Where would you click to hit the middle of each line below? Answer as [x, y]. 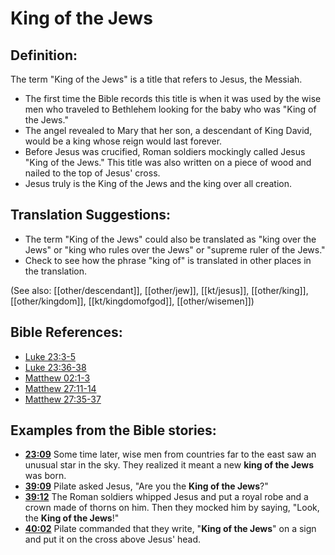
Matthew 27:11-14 [60, 388]
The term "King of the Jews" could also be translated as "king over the [170, 239]
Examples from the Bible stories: [113, 430]
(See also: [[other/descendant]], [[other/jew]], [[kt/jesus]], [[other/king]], [159, 290]
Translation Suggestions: [91, 215]
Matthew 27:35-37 [63, 399]
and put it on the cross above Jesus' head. [113, 539]
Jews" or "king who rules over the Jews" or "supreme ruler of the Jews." [175, 249]
